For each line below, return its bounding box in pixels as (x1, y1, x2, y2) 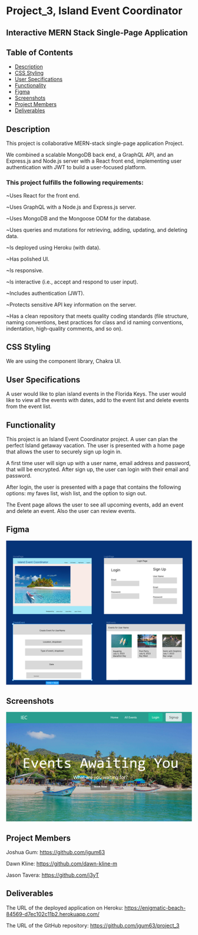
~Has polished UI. (6, 255, 50, 262)
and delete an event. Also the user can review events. (6, 507, 137, 514)
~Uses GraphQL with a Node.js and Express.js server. (6, 203, 137, 210)
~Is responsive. (6, 266, 44, 274)
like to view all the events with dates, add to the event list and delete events (6, 397, 189, 404)
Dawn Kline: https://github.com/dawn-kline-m (6, 860, 118, 867)
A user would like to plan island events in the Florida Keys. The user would (6, 390, 187, 397)
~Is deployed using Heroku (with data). (6, 243, 101, 251)
